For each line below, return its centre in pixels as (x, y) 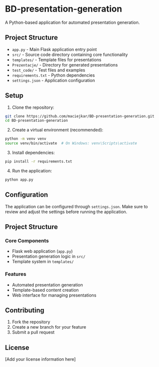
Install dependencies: (33, 153)
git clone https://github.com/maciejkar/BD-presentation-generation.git (80, 116)
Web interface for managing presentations (54, 295)
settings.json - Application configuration (53, 80)
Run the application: (32, 170)
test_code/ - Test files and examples (49, 70)
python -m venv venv (26, 139)
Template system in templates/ (43, 262)
